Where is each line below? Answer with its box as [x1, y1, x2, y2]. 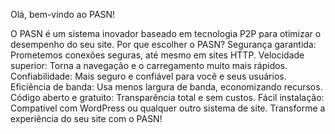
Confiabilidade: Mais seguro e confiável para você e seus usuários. [10, 70, 287, 82]
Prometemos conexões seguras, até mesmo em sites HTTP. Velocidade [10, 49, 305, 61]
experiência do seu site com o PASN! [10, 113, 163, 124]
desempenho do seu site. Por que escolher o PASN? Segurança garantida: [10, 39, 317, 50]
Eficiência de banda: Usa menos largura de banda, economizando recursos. [10, 81, 323, 93]
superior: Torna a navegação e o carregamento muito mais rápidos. [10, 60, 288, 71]
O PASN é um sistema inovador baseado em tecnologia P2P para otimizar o [10, 28, 322, 39]
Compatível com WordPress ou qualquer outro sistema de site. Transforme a [10, 102, 326, 114]
